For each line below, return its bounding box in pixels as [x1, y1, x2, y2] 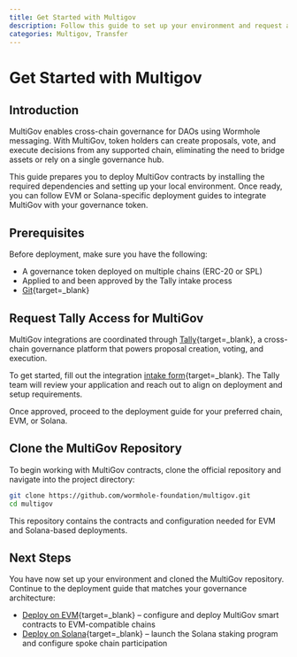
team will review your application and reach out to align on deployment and [9, 380, 283, 390]
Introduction [9, 103, 80, 118]
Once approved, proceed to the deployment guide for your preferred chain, [9, 406, 283, 416]
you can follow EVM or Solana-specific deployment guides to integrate [9, 190, 267, 201]
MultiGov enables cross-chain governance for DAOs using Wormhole [9, 126, 261, 137]
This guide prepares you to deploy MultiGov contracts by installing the [9, 172, 265, 182]
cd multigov [9, 499, 53, 508]
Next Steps [9, 550, 72, 565]
